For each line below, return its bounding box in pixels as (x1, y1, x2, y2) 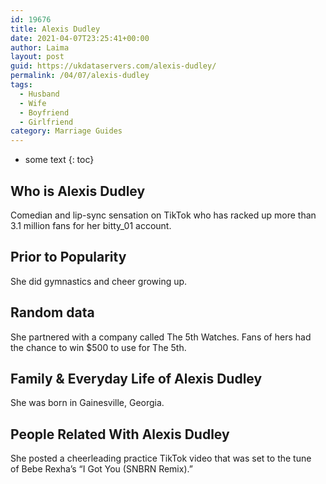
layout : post (10, 52, 65, 62)
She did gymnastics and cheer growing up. (10, 275, 188, 287)
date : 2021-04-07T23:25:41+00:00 (10, 33, 150, 43)
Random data (10, 304, 95, 321)
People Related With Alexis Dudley (10, 426, 230, 443)
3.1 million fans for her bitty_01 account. (10, 219, 172, 231)
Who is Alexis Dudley (10, 182, 146, 200)
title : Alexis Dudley (10, 24, 101, 34)
